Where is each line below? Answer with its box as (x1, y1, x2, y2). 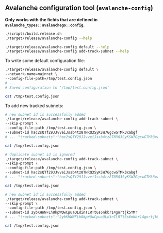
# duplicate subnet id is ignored (5, 152, 75, 157)
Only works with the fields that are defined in (5, 16, 98, 22)
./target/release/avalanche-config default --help (5, 45, 110, 49)
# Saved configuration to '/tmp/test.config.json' (5, 85, 110, 90)
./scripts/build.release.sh (5, 31, 62, 36)
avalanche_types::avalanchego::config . (5, 22, 85, 28)
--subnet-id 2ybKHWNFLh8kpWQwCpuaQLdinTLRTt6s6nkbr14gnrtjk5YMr (5, 210, 138, 215)
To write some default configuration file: (5, 58, 85, 63)
